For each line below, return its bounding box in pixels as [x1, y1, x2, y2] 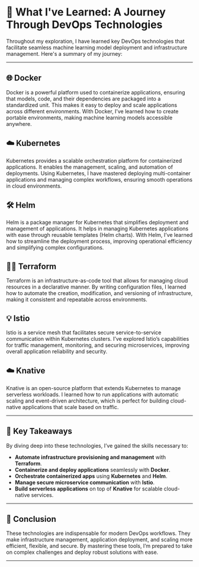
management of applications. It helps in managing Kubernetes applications [6, 225, 188, 232]
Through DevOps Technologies [6, 18, 163, 31]
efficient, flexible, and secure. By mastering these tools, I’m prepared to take [6, 543, 192, 550]
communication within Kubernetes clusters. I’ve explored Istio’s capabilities [6, 335, 190, 342]
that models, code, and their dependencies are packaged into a [6, 95, 161, 102]
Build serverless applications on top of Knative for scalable [14, 485, 163, 492]
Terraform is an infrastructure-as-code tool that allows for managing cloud [6, 277, 188, 284]
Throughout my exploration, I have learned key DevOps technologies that [6, 37, 185, 45]
